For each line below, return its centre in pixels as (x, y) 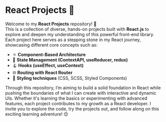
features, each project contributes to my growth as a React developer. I (78, 103)
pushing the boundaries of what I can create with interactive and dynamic (81, 93)
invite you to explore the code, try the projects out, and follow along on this (82, 109)
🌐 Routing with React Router (42, 72)
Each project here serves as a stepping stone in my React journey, (73, 40)
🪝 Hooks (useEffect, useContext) (48, 65)
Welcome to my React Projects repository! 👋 (51, 24)
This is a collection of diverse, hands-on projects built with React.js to (77, 29)
